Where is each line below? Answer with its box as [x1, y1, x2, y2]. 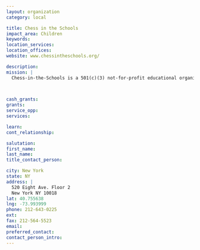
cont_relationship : [6, 129, 55, 135]
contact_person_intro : [6, 234, 62, 240]
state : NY [6, 173, 31, 179]
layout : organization [6, 8, 60, 15]
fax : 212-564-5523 [6, 218, 52, 224]
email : [6, 223, 23, 229]
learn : [6, 124, 23, 130]
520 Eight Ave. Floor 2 [11, 184, 70, 190]
